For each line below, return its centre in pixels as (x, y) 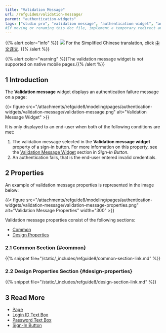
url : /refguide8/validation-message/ (44, 14)
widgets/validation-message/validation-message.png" (61, 111)
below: (12, 190)
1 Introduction (27, 80)
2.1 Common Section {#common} (46, 247)
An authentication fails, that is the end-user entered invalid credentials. (84, 157)
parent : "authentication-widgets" (41, 19)
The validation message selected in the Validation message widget (81, 141)
